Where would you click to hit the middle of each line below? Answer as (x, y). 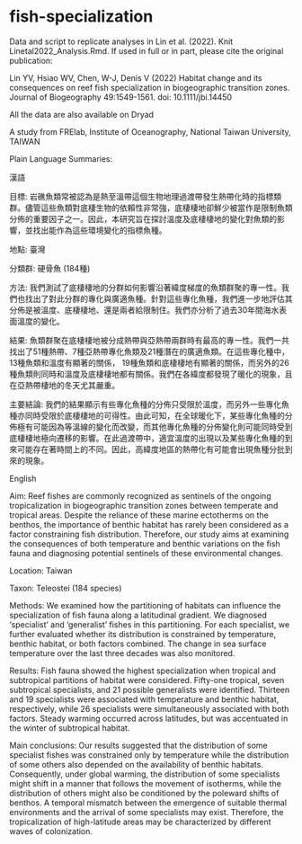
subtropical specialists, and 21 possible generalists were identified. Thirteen (150, 689)
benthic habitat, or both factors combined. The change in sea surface (138, 644)
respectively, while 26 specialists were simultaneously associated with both (149, 708)
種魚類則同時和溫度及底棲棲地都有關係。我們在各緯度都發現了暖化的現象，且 (151, 374)
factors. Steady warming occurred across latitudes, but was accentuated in (149, 718)
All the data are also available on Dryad (82, 114)
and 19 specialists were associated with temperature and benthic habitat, (144, 699)
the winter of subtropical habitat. (70, 728)
